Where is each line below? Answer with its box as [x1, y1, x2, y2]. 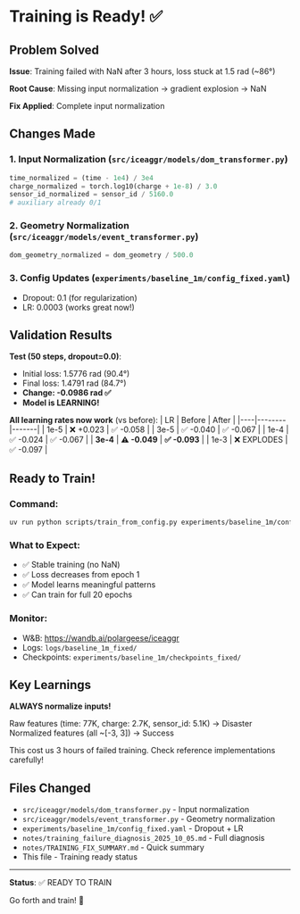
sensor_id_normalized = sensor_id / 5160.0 [9, 190, 174, 199]
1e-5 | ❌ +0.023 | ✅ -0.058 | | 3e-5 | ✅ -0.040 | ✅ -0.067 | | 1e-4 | [46, 424, 289, 435]
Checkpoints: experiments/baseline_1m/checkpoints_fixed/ [21, 652, 242, 662]
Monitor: [9, 612, 47, 625]
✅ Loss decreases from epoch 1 [21, 569, 140, 580]
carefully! [9, 754, 45, 765]
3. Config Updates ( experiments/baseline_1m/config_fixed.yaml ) [9, 272, 290, 285]
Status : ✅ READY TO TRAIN [9, 877, 112, 888]
